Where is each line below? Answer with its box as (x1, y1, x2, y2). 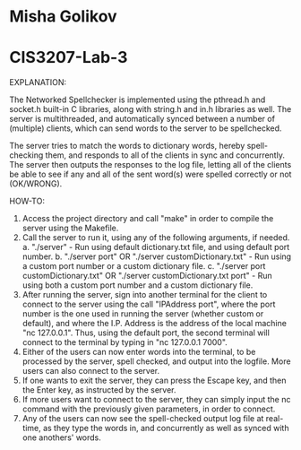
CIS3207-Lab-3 (9, 48, 128, 68)
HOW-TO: (9, 195, 45, 207)
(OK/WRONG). (9, 178, 63, 189)
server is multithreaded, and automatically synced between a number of (9, 114, 276, 125)
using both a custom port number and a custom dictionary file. (21, 280, 254, 290)
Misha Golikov (9, 6, 118, 27)
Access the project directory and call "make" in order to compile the (21, 213, 274, 224)
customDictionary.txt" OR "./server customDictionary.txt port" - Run (21, 271, 272, 281)
